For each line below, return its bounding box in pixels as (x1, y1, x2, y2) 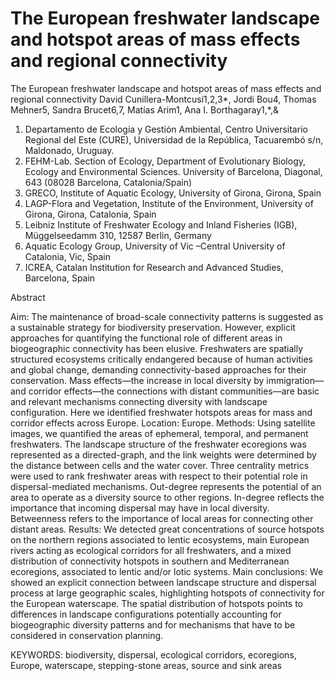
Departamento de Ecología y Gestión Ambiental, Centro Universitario (24, 123, 308, 135)
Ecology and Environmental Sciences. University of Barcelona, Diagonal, (24, 165, 323, 177)
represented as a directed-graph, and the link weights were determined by (10, 448, 317, 461)
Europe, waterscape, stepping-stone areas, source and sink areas (10, 659, 282, 671)
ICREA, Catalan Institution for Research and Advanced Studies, (24, 261, 284, 273)
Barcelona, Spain (24, 272, 96, 284)
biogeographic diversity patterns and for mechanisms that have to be (10, 618, 296, 631)
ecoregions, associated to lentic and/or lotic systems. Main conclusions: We (10, 565, 324, 577)
